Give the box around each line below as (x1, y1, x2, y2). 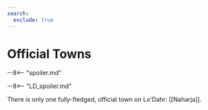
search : (7, 10, 30, 17)
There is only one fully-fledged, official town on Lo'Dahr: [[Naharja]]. (7, 96, 202, 104)
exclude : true (13, 16, 54, 23)
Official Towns (7, 46, 92, 62)
